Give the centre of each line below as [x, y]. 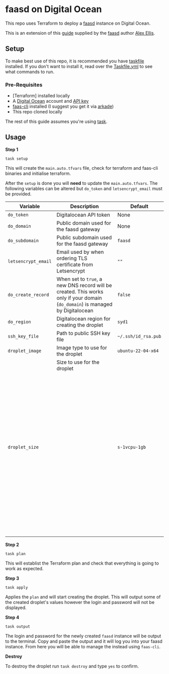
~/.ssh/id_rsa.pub [139, 336]
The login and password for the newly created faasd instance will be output [83, 636]
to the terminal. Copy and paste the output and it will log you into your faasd [84, 641]
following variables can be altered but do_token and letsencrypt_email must [84, 188]
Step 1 [12, 149]
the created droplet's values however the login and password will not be [80, 602]
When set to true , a [79, 279]
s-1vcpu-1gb [132, 447]
